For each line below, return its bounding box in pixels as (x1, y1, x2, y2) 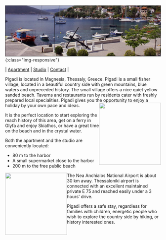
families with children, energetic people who (67, 209, 157, 215)
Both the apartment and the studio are (5, 137, 83, 144)
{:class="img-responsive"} (5, 57, 60, 63)
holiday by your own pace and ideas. (5, 103, 80, 109)
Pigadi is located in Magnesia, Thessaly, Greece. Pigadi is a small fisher (5, 76, 151, 82)
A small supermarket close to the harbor (12, 158, 95, 164)
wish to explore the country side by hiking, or (67, 214, 159, 220)
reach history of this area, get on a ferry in (5, 118, 91, 123)
